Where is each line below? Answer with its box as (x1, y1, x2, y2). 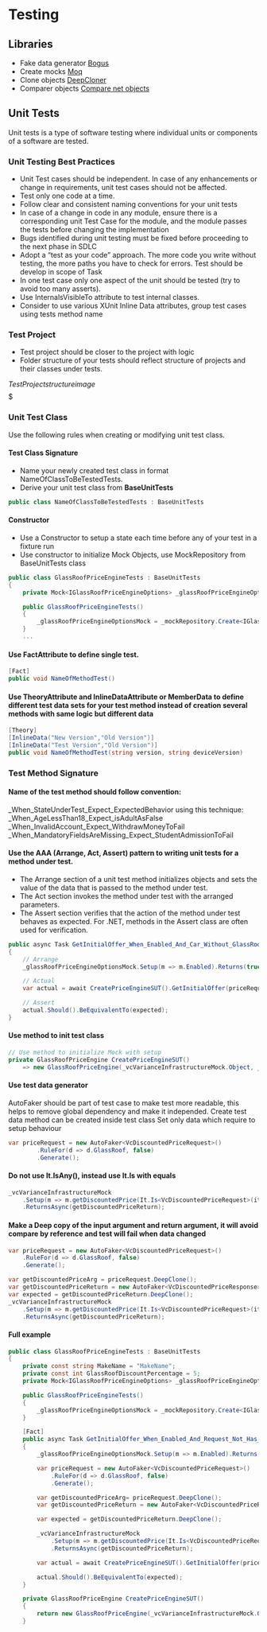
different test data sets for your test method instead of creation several (8, 700, 248, 709)
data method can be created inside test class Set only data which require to (8, 1115, 256, 1125)
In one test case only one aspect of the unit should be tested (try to (19, 276, 241, 286)
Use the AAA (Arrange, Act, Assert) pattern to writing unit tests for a (8, 849, 239, 858)
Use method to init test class (8, 1031, 105, 1040)
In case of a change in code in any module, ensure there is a (19, 208, 218, 218)
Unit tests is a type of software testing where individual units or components (8, 127, 258, 137)
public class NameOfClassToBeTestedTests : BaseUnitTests (8, 498, 204, 506)
